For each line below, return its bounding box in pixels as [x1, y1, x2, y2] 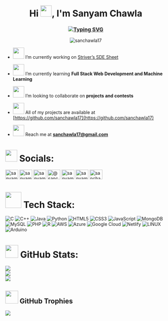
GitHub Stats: [20, 248, 79, 260]
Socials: [19, 152, 55, 164]
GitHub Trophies [19, 296, 73, 305]
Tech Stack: [23, 199, 75, 211]
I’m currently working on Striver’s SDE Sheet [25, 54, 118, 60]
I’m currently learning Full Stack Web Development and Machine [25, 71, 163, 77]
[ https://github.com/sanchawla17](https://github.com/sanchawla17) [12, 115, 154, 121]
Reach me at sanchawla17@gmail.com [25, 131, 108, 137]
